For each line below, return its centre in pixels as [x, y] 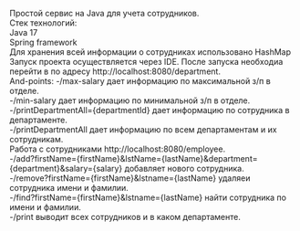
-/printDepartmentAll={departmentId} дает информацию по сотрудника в [150, 110]
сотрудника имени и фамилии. [69, 188]
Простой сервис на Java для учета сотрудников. [104, 13]
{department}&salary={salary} [66, 168]
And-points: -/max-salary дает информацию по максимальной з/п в [140, 81]
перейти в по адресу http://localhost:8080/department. [115, 71]
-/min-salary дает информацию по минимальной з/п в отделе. [130, 100]
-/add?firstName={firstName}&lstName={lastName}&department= [134, 158]
